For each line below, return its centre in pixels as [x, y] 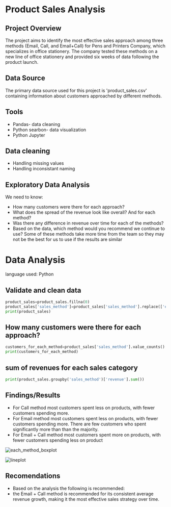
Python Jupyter [29, 135]
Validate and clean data [43, 290]
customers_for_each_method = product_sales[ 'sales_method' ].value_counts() [85, 347]
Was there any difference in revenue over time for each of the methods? [88, 223]
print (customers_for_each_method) [42, 352]
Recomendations [33, 476]
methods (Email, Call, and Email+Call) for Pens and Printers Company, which [85, 46]
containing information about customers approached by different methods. [83, 96]
